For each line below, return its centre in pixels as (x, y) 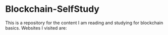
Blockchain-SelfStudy (52, 9)
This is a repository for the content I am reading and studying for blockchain (84, 23)
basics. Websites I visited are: (36, 28)
